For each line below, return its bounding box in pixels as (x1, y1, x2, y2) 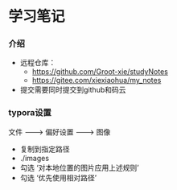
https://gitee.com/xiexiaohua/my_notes (31, 76, 162, 85)
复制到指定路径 (19, 144, 70, 154)
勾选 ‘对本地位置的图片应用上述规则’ (19, 163, 139, 172)
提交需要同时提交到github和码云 (19, 85, 126, 95)
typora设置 (8, 107, 52, 118)
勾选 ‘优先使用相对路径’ (19, 172, 97, 182)
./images (19, 153, 50, 163)
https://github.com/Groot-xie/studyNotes (31, 67, 169, 76)
